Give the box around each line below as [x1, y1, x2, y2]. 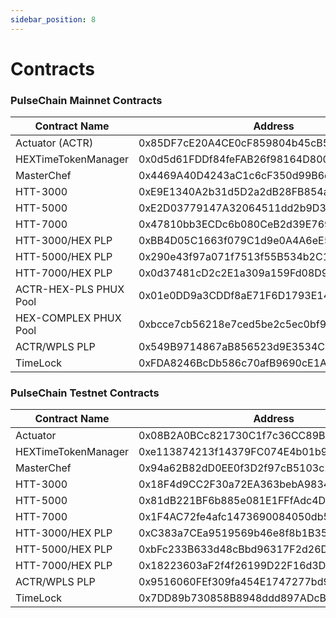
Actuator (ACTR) [15, 136, 94, 150]
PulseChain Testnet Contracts [10, 386, 160, 400]
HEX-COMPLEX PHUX [15, 311, 122, 325]
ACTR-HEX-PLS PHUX [15, 282, 125, 296]
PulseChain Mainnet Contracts [10, 93, 163, 107]
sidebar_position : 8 [10, 14, 97, 25]
